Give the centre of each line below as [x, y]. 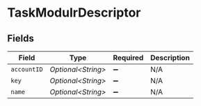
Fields [21, 38]
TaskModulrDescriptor [74, 13]
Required [128, 58]
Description [170, 58]
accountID [27, 70]
